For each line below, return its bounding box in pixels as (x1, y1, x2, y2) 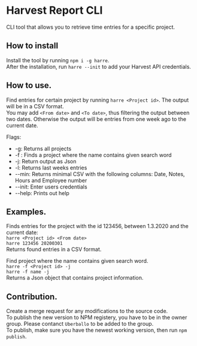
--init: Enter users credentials (14, 183, 88, 190)
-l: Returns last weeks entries (14, 164, 87, 171)
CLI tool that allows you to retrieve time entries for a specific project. (6, 23, 175, 31)
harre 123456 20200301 (6, 241, 63, 247)
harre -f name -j (6, 269, 50, 275)
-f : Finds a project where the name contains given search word (14, 151, 172, 159)
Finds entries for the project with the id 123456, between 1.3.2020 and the (6, 223, 189, 230)
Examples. (6, 207, 47, 217)
